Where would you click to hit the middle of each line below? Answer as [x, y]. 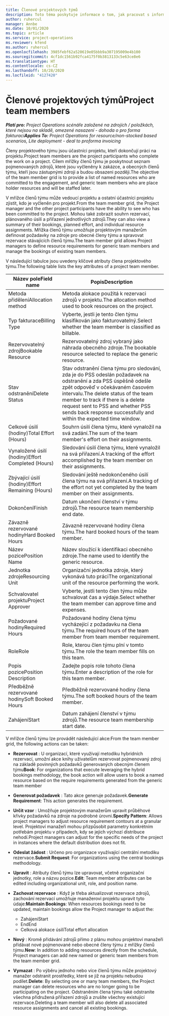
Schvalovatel [23, 594]
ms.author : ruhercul [27, 47]
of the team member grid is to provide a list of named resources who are [80, 177]
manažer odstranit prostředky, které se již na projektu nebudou [78, 976]
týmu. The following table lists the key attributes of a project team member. [82, 266]
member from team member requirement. [111, 637]
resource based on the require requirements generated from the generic [88, 780]
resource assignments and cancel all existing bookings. [70, 1008]
